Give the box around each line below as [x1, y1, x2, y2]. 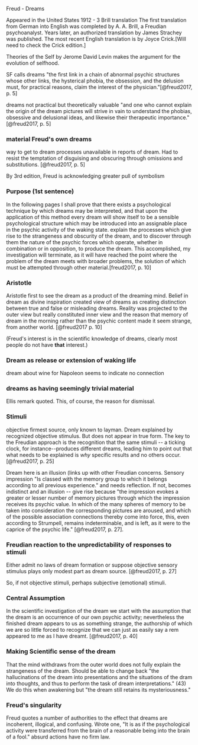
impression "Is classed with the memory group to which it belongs [6, 475, 167, 482]
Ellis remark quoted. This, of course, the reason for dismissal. [6, 398, 155, 405]
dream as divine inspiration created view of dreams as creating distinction [6, 298, 186, 305]
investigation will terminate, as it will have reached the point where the [6, 251, 177, 258]
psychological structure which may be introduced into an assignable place [6, 219, 187, 227]
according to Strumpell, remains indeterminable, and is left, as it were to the [6, 519, 190, 526]
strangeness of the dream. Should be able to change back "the [6, 667, 160, 674]
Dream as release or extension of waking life [6, 356, 137, 364]
